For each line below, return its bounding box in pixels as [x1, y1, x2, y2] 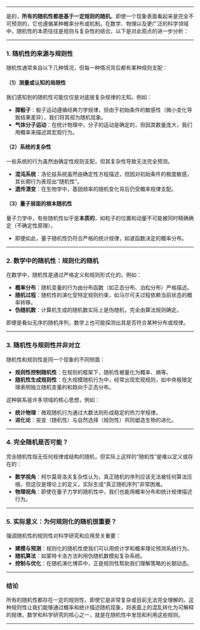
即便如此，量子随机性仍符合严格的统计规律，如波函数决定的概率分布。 [14, 234, 187, 242]
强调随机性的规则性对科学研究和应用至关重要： [6, 532, 121, 539]
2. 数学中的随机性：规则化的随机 [6, 256, 99, 265]
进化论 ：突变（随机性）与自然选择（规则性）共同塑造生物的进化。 [14, 416, 177, 423]
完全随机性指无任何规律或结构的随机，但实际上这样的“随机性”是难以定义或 [6, 453, 189, 460]
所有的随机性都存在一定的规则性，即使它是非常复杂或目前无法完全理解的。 [6, 597, 189, 604]
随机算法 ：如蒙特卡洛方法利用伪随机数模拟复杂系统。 [14, 552, 146, 560]
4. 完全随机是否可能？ [6, 438, 68, 447]
